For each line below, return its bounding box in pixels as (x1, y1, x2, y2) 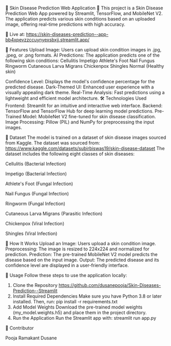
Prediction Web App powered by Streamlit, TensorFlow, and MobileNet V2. (5, 10, 163, 16)
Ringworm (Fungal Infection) (5, 201, 66, 207)
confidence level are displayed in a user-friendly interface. (5, 262, 129, 268)
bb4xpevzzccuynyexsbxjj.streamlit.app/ (5, 37, 90, 43)
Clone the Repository (12, 282, 58, 288)
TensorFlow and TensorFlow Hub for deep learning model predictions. (5, 108, 154, 114)
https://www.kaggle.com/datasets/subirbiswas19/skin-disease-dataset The (5, 145, 165, 151)
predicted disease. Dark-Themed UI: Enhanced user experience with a (5, 84, 154, 90)
